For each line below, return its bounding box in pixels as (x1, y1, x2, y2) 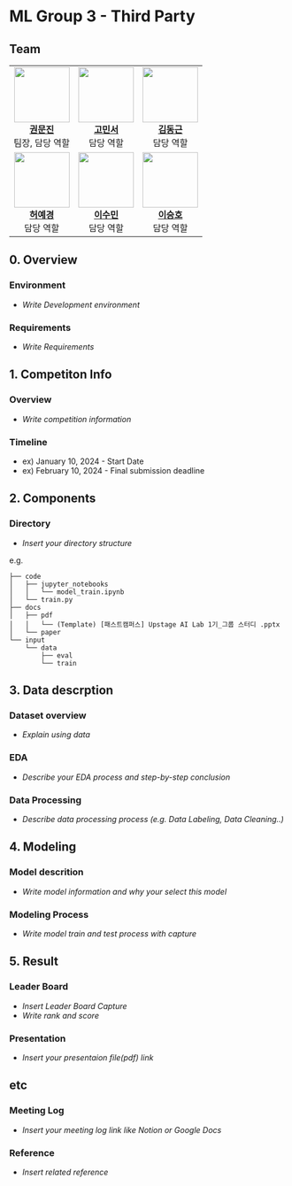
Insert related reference (21, 1167, 109, 1177)
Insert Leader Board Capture (21, 1000, 127, 1011)
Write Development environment (21, 299, 140, 310)
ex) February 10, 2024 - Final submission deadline (21, 465, 205, 475)
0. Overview (9, 252, 78, 267)
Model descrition (9, 866, 84, 878)
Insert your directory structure (21, 537, 133, 548)
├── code (9, 572, 42, 581)
